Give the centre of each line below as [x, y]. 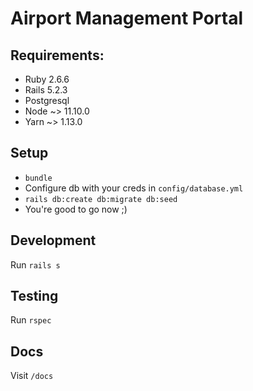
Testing [34, 296]
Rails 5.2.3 [46, 90]
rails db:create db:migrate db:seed [101, 199]
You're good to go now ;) [76, 209]
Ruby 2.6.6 [47, 79]
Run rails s [35, 264]
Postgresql [47, 100]
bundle [38, 178]
